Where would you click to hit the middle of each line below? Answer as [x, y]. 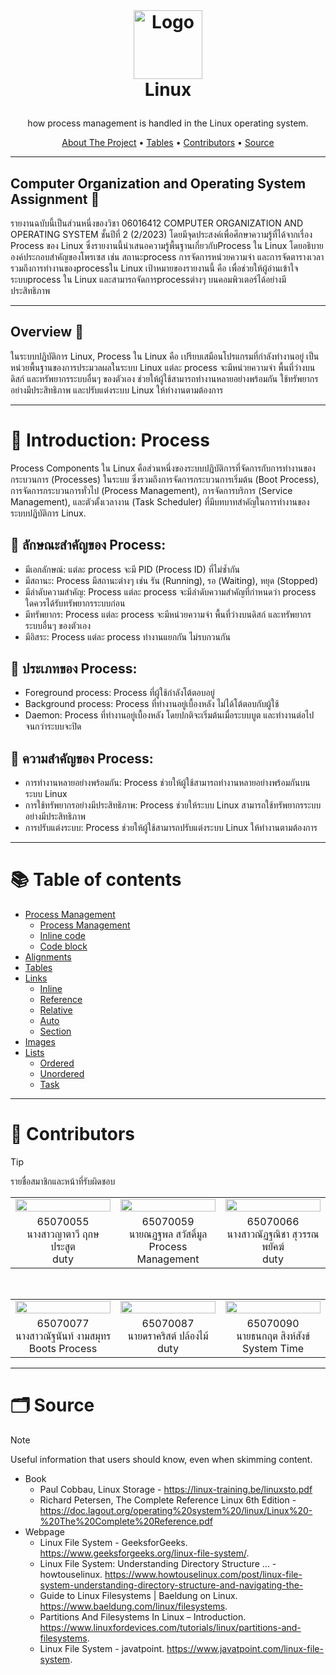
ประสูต [63, 1247]
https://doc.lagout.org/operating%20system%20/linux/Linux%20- [176, 1510]
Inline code [62, 936]
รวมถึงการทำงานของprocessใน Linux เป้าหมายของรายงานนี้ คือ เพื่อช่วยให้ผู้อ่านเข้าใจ [154, 268]
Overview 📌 [47, 332]
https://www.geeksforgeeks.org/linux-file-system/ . [144, 1553]
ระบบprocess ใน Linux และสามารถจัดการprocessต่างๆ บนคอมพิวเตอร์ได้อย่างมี [148, 279]
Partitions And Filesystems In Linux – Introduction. [143, 1617]
